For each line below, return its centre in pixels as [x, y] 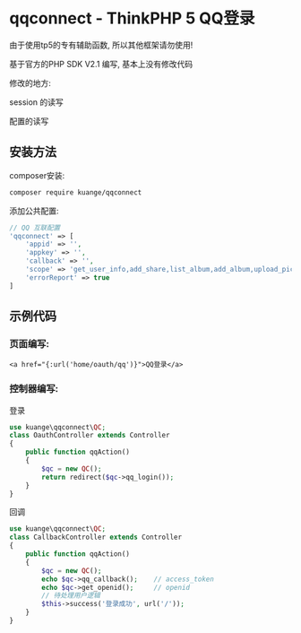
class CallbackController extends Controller [95, 538]
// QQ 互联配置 [35, 228]
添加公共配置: [34, 211]
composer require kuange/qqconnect [76, 192]
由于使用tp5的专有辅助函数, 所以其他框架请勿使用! [101, 45]
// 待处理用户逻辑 [71, 596]
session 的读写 [37, 102]
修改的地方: [30, 82]
